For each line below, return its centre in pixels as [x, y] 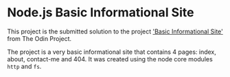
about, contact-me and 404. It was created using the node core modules [110, 59]
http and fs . [24, 66]
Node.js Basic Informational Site [101, 13]
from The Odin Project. [39, 38]
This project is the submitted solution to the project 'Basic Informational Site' [115, 31]
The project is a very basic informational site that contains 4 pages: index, [112, 52]
